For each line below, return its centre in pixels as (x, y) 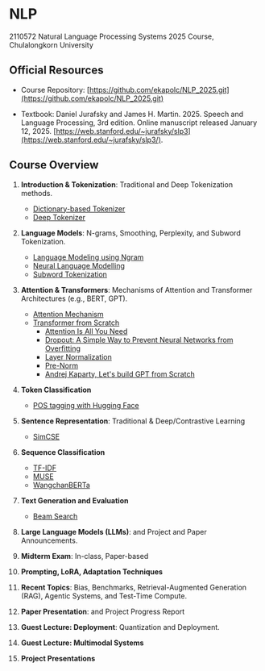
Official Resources (56, 71)
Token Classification (56, 390)
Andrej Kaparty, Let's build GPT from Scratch (120, 374)
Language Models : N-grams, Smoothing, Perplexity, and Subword (130, 233)
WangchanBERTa (62, 485)
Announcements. (49, 540)
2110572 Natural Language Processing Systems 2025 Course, (112, 36)
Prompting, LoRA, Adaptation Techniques (92, 571)
